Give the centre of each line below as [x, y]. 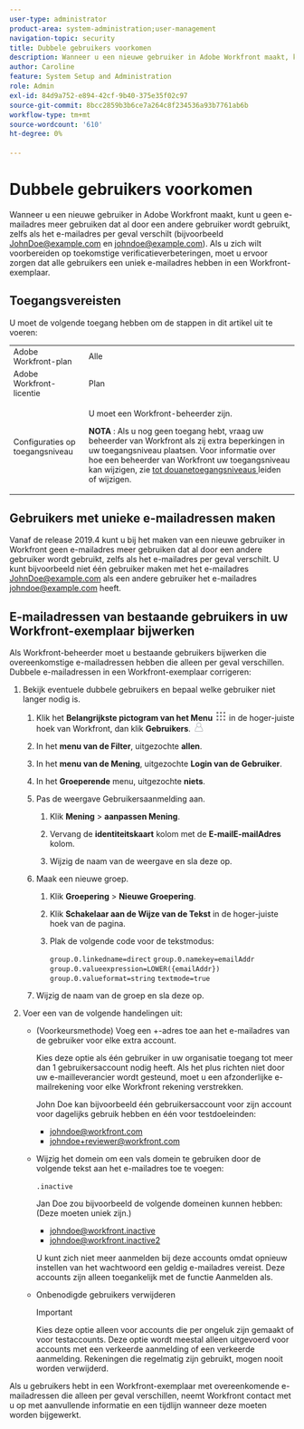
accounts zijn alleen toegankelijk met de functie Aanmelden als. [154, 1278]
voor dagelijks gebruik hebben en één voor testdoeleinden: [146, 1114]
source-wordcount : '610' [56, 124]
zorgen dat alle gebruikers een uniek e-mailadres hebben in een [128, 262]
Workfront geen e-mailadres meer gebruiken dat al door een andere [136, 549]
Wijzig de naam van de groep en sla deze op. [120, 996]
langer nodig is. [52, 699]
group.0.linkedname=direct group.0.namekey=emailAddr [152, 960]
